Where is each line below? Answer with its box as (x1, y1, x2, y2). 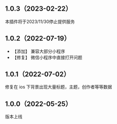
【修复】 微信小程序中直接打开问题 (12, 54, 82, 60)
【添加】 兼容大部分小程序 (12, 48, 65, 54)
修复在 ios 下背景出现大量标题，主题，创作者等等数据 (5, 84, 113, 90)
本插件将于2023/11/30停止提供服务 (5, 19, 75, 25)
